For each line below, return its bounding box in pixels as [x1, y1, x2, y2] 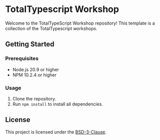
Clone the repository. [12, 95, 56, 101]
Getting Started [5, 40, 55, 49]
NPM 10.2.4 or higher [12, 72, 57, 78]
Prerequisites [5, 55, 39, 62]
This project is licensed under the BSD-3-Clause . [5, 129, 107, 135]
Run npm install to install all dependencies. [12, 101, 103, 107]
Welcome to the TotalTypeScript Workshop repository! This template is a [5, 20, 155, 26]
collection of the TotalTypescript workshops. [5, 25, 98, 31]
